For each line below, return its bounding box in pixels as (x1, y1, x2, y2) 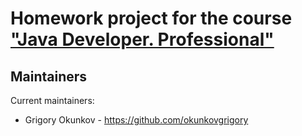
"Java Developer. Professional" (10, 28, 275, 51)
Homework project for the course (10, 7, 293, 30)
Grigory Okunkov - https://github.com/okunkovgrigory (24, 114, 249, 126)
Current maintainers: (10, 95, 95, 106)
